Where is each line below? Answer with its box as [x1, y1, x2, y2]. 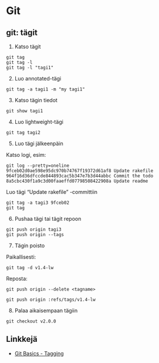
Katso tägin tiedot [14, 97, 57, 103]
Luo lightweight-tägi [14, 119, 63, 125]
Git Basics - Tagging [14, 349, 64, 357]
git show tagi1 [6, 108, 43, 114]
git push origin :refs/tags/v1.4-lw [6, 297, 96, 302]
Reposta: [6, 275, 28, 282]
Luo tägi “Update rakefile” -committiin [6, 189, 98, 195]
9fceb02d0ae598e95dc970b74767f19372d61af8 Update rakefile [6, 168, 154, 174]
